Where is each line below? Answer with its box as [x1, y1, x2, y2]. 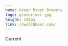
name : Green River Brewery [5, 7, 63, 13]
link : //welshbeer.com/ [5, 21, 56, 27]
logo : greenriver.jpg [5, 12, 52, 17]
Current [5, 36, 22, 42]
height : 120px [5, 17, 36, 22]
